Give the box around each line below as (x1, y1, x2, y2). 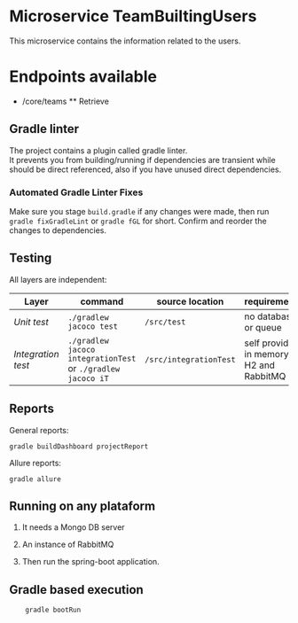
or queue (244, 321, 282, 333)
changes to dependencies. (9, 224, 106, 236)
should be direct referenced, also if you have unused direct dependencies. (9, 164, 282, 175)
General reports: (9, 424, 69, 435)
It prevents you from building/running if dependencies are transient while (9, 154, 277, 165)
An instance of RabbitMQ (21, 539, 114, 550)
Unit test (13, 315, 49, 328)
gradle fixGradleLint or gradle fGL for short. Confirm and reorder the (9, 215, 268, 226)
